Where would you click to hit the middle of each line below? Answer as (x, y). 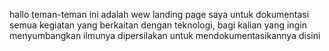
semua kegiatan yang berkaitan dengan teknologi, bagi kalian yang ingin (158, 25)
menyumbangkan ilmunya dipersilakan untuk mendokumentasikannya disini (165, 35)
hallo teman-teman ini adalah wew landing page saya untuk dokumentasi (159, 14)
